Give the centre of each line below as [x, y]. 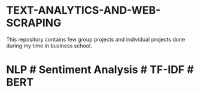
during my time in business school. [49, 46]
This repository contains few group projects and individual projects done [96, 39]
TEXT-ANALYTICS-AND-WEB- [84, 10]
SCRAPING [34, 23]
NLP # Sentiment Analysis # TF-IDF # [100, 70]
